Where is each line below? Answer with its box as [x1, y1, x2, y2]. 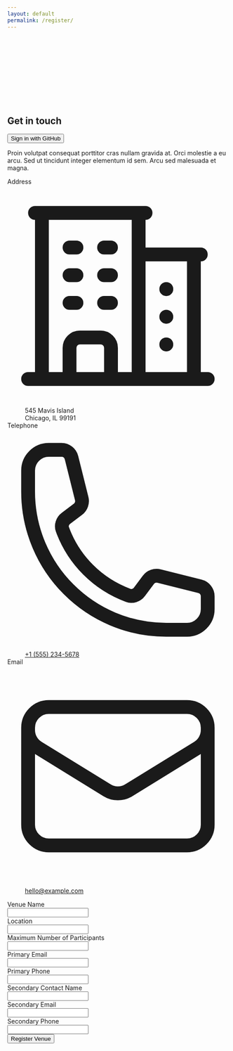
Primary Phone [7, 967, 51, 976]
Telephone [7, 421, 39, 430]
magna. [7, 164, 29, 172]
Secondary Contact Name [7, 984, 83, 992]
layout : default [7, 10, 55, 18]
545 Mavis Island [25, 406, 74, 415]
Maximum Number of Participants [7, 934, 105, 942]
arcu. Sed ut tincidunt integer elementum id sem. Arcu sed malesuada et [7, 156, 216, 165]
